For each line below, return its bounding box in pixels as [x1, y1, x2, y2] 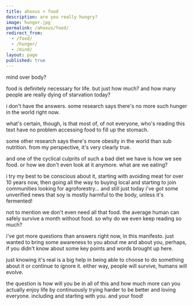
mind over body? [6, 74, 47, 81]
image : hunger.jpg [6, 19, 51, 25]
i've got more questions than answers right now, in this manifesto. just [6, 232, 174, 240]
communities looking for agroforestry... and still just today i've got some [6, 185, 178, 192]
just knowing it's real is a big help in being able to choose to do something [6, 256, 184, 263]
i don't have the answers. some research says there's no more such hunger [6, 102, 188, 109]
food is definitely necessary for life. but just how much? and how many [6, 85, 176, 92]
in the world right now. [6, 109, 60, 116]
